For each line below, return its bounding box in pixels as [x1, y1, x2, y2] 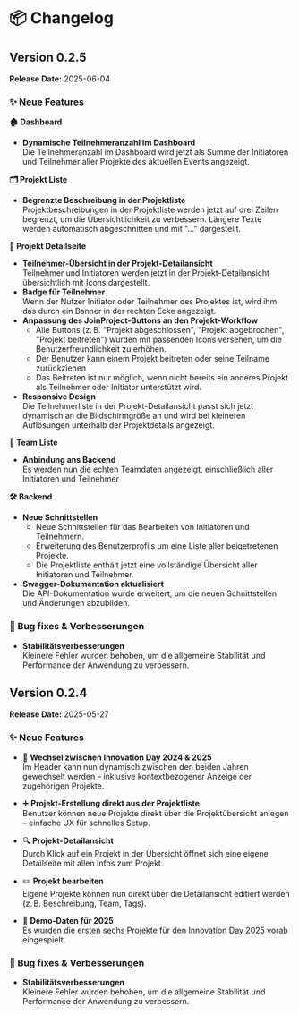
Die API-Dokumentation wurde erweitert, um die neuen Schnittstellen [21, 588, 278, 599]
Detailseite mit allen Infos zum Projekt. [21, 857, 164, 868]
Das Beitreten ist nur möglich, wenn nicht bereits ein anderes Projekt [35, 372, 289, 383]
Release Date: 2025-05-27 [9, 709, 109, 720]
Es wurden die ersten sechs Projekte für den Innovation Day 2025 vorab [21, 925, 288, 935]
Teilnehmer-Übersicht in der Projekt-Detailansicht [21, 258, 213, 269]
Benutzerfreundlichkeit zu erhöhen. [35, 344, 167, 354]
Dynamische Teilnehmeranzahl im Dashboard [21, 137, 196, 149]
